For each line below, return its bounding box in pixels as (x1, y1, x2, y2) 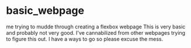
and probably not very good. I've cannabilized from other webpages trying (6, 29, 186, 36)
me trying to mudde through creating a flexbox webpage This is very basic (6, 23, 186, 30)
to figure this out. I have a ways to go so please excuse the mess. (6, 35, 164, 42)
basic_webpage (6, 4, 85, 17)
